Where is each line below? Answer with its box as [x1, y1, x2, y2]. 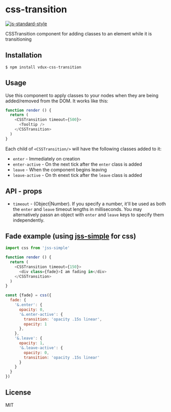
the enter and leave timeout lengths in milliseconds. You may [12, 206, 142, 212]
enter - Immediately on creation [12, 155, 81, 162]
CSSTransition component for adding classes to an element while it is [5, 30, 153, 37]
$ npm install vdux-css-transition [5, 64, 82, 70]
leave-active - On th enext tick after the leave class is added [12, 172, 142, 178]
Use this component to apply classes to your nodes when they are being [5, 92, 159, 98]
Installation [5, 51, 42, 60]
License [5, 388, 31, 397]
